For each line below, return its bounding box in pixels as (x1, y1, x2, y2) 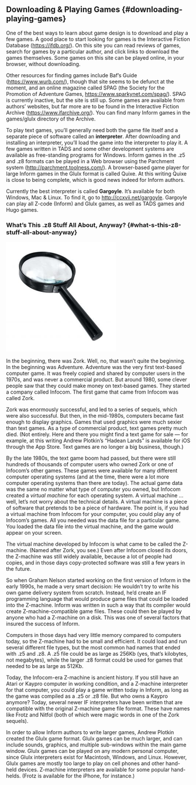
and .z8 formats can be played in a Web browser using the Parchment (6, 157, 174, 164)
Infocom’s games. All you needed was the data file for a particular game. (6, 517, 181, 524)
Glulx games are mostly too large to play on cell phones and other (6, 760, 165, 767)
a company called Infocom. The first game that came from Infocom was (6, 388, 179, 395)
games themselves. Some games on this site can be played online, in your (6, 54, 184, 61)
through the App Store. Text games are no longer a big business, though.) (6, 443, 184, 450)
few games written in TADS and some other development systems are (6, 145, 174, 152)
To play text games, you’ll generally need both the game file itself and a (6, 126, 178, 133)
